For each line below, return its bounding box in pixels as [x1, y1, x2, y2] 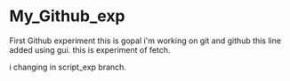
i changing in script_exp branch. [9, 62, 127, 72]
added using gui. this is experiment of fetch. [9, 44, 171, 55]
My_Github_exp [9, 6, 126, 26]
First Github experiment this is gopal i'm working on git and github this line [9, 35, 282, 46]
